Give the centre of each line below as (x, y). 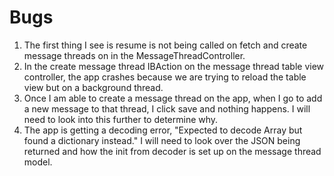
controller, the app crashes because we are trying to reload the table (165, 77)
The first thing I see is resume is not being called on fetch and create (165, 45)
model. (38, 162)
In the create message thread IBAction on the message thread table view (174, 66)
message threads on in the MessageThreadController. (134, 55)
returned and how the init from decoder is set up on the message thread (172, 151)
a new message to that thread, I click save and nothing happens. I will (167, 108)
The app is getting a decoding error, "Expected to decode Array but (163, 130)
